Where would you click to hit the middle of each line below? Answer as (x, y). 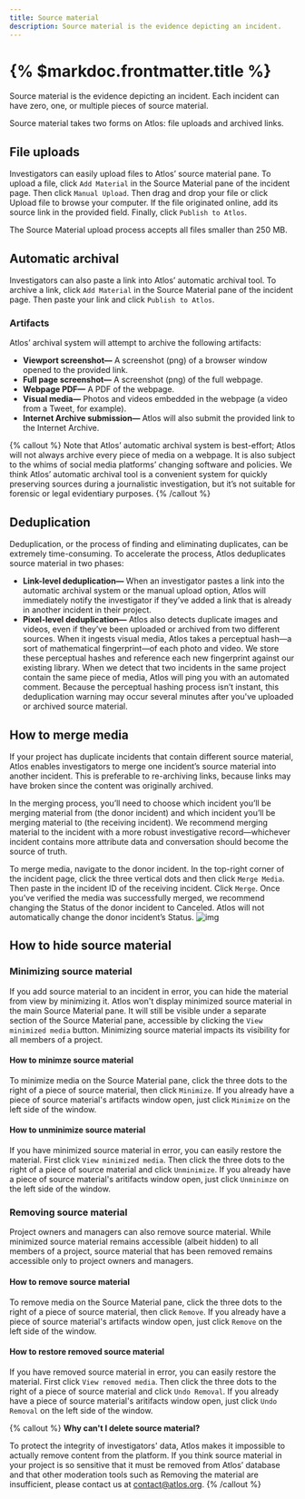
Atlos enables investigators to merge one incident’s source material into (143, 766)
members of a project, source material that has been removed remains (141, 1251)
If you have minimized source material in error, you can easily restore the (146, 1151)
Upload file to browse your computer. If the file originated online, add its (144, 203)
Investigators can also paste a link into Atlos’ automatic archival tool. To (143, 280)
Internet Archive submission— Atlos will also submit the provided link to (158, 418)
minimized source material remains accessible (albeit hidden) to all (134, 1242)
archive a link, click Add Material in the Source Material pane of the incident (151, 290)
